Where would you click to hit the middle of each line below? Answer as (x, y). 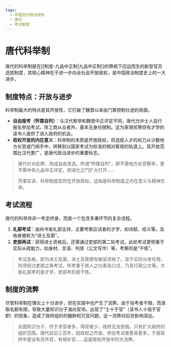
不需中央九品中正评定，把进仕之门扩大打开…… (66, 170)
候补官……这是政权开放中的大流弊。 (100, 339)
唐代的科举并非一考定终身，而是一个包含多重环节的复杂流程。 (70, 218)
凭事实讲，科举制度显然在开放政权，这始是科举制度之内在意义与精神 (89, 181)
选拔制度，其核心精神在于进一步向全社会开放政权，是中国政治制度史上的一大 (85, 73)
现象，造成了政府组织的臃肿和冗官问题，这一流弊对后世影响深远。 (88, 315)
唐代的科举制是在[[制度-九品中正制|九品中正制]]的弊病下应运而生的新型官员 (84, 66)
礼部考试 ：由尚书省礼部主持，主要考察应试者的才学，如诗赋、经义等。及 (88, 229)
